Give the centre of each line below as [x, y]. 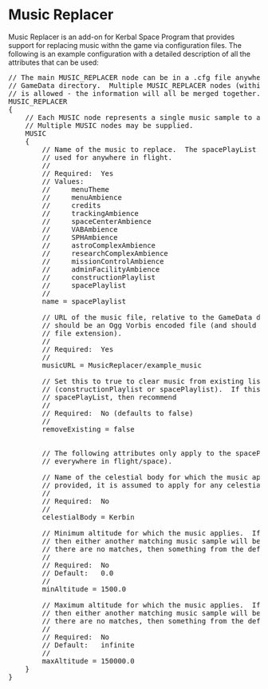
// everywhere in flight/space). [107, 461]
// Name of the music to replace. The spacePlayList [149, 149]
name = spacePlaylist [84, 301]
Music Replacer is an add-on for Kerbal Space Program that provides [122, 37]
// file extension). [82, 333]
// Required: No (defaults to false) [118, 413]
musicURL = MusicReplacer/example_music [122, 365]
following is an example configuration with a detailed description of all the [130, 54]
